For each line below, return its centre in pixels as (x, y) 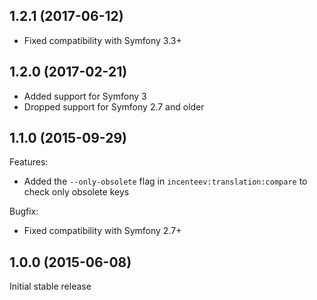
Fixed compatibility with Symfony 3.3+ (102, 40)
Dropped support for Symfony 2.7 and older (114, 106)
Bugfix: (24, 211)
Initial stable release (50, 286)
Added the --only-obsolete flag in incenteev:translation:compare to (165, 181)
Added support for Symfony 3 (85, 96)
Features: (29, 162)
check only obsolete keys (76, 192)
